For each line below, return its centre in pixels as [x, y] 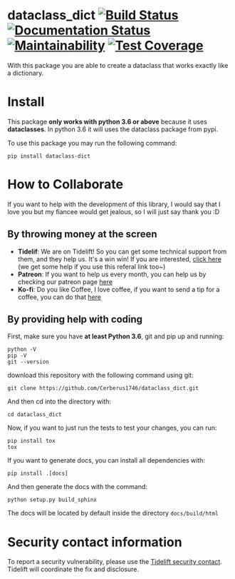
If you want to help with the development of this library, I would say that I [114, 204]
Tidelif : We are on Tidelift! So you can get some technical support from [122, 251]
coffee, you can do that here [59, 297]
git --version [28, 362]
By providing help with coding [75, 319]
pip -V [17, 356]
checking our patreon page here [65, 281]
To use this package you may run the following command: [92, 143]
